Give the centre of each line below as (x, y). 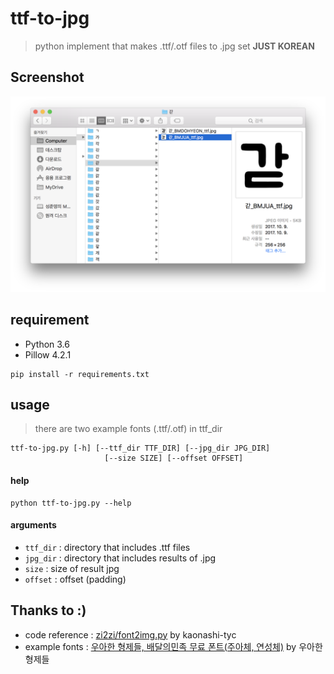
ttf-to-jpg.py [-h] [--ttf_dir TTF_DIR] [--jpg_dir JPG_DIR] (140, 448)
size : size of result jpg (72, 568)
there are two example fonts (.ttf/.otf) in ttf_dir (128, 429)
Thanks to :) (48, 610)
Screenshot (47, 77)
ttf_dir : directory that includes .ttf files (107, 547)
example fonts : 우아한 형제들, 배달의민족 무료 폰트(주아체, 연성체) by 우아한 (173, 646)
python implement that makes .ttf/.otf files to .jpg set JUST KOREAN (174, 46)
